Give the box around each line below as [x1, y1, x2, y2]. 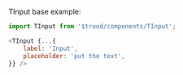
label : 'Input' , [23, 44, 79, 52]
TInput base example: [8, 7, 81, 16]
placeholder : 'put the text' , [23, 52, 126, 60]
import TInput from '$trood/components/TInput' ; [8, 23, 176, 31]
